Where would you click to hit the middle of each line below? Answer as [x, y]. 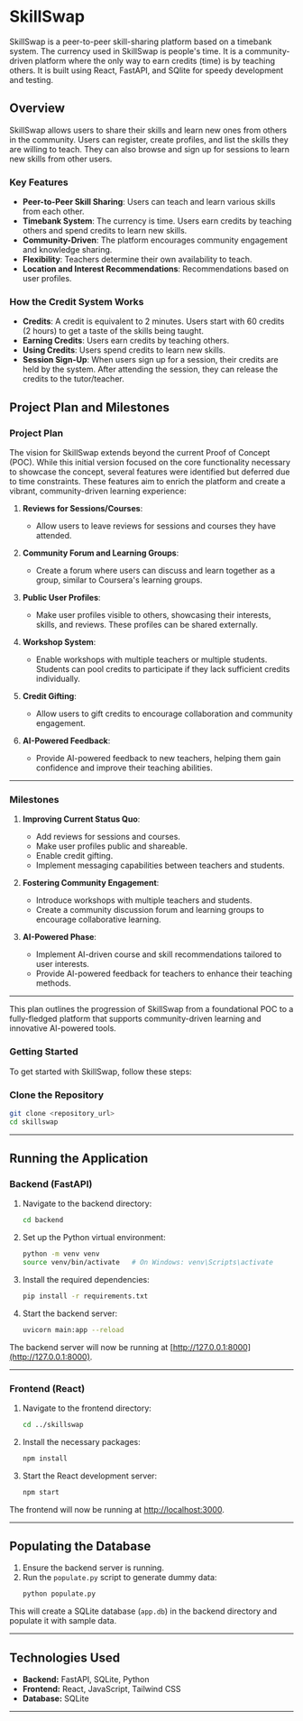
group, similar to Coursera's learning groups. [119, 580]
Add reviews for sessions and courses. [108, 837]
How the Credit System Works [77, 301]
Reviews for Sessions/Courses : [83, 509]
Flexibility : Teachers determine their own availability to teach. [137, 260]
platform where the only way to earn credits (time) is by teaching [155, 60]
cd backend [43, 1220]
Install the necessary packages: [82, 1441]
